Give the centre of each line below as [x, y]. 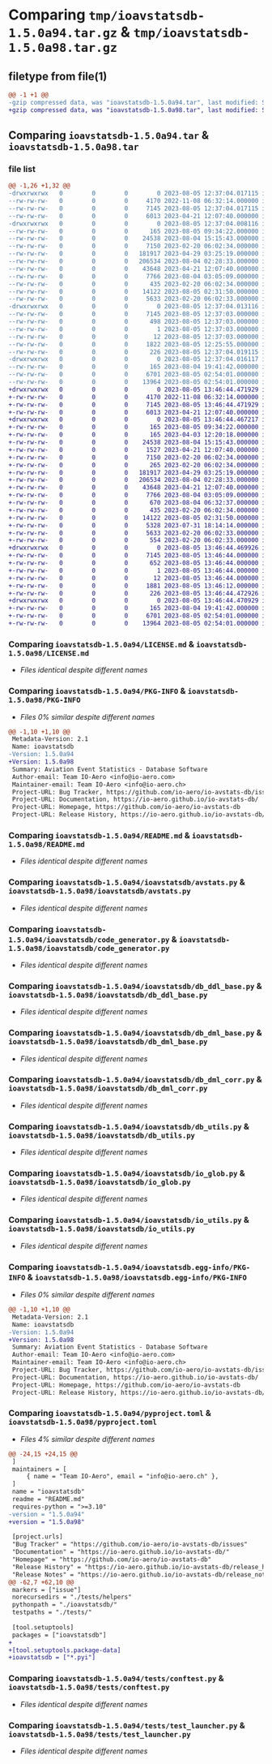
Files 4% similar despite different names [87, 1439]
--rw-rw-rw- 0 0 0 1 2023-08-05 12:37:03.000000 [134, 329]
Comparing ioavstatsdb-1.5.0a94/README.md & [99, 835]
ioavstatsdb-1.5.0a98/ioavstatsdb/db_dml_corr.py [108, 1089]
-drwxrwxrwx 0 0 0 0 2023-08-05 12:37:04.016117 [134, 359]
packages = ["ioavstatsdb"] [59, 1635]
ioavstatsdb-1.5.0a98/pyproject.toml [83, 1422]
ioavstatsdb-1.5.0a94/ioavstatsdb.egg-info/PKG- [153, 1267]
